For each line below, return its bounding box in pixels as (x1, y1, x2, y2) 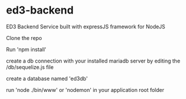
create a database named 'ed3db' (6, 75, 88, 82)
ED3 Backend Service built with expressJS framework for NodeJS (6, 23, 165, 30)
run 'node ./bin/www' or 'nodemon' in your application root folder (6, 86, 164, 93)
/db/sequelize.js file (6, 63, 54, 71)
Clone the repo (6, 34, 42, 41)
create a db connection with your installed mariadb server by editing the (6, 57, 181, 64)
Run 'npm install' (6, 45, 47, 53)
